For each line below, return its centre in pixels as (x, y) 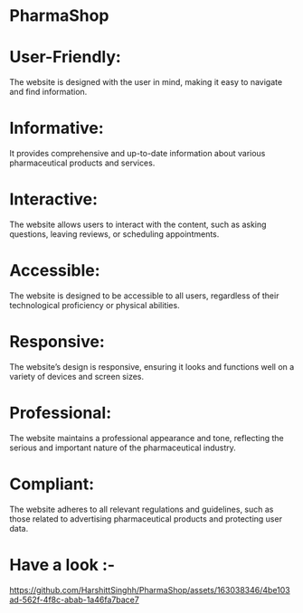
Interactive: (53, 199)
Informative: (57, 128)
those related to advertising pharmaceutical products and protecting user (146, 519)
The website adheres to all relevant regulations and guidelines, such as (142, 509)
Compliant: (52, 484)
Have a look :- (62, 565)
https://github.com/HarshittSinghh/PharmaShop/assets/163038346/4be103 (150, 589)
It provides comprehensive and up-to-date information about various (137, 154)
